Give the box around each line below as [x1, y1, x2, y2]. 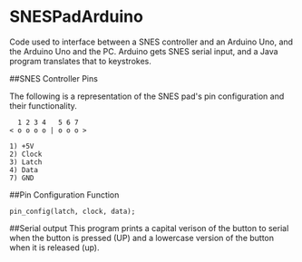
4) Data [9, 165, 39, 174]
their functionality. [9, 100, 77, 111]
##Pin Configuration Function [9, 189, 120, 200]
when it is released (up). [9, 242, 100, 253]
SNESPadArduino [9, 6, 143, 27]
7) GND [9, 173, 34, 182]
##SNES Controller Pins [9, 73, 98, 83]
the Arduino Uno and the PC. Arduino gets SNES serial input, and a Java [9, 45, 278, 56]
